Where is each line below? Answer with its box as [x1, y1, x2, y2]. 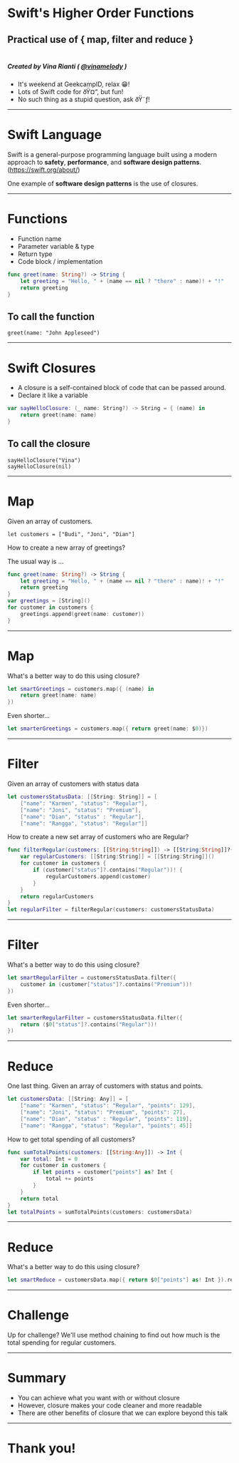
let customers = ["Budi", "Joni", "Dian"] [7, 530, 135, 538]
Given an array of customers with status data [7, 779, 139, 789]
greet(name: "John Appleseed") [7, 329, 100, 337]
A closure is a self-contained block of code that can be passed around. [17, 384, 226, 392]
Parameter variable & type [17, 242, 95, 251]
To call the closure [7, 438, 90, 450]
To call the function [7, 310, 95, 322]
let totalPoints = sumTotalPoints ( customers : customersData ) [7, 1208, 193, 1216]
